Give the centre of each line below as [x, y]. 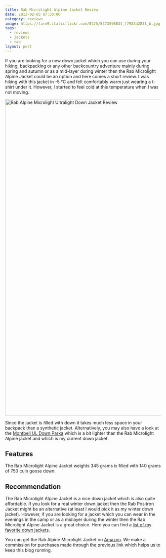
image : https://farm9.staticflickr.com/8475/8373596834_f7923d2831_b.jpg [83, 23]
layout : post [19, 46]
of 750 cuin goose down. [30, 471]
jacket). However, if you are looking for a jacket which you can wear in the [80, 514]
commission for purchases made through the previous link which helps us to [83, 545]
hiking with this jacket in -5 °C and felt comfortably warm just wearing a [78, 82]
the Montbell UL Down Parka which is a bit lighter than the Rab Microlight [80, 433]
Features [19, 454]
